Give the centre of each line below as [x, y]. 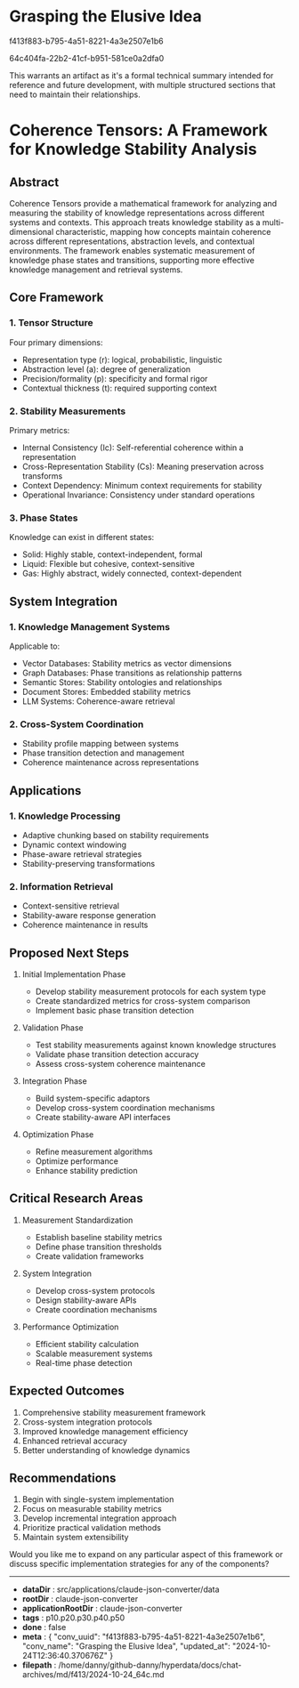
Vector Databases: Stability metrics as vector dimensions [127, 663]
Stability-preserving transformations [89, 863]
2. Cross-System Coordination [77, 724]
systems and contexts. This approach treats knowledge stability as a [135, 222]
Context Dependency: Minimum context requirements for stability [142, 485]
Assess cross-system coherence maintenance [121, 1064]
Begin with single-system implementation [98, 1499]
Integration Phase [54, 1081]
